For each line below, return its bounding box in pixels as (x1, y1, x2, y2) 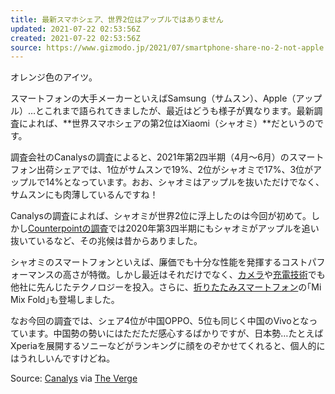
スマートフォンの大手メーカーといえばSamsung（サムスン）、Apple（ (10, 92, 297, 105)
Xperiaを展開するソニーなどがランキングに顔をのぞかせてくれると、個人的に (10, 340, 326, 352)
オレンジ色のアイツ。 (10, 71, 98, 83)
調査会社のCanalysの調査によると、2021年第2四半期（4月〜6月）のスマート (10, 151, 325, 163)
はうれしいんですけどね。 (10, 352, 116, 365)
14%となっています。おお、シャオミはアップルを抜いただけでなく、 (44, 176, 325, 188)
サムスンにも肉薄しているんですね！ (10, 189, 159, 201)
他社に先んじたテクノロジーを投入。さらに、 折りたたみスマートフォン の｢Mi (10, 281, 322, 293)
